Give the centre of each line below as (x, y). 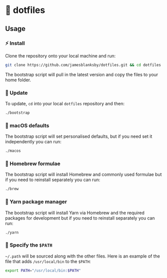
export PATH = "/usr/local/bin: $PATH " (43, 271)
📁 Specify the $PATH (29, 245)
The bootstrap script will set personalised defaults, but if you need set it (79, 136)
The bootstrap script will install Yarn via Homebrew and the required (75, 213)
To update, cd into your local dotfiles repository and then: (65, 104)
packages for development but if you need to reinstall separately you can (80, 218)
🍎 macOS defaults (27, 125)
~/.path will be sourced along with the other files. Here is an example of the (83, 256)
